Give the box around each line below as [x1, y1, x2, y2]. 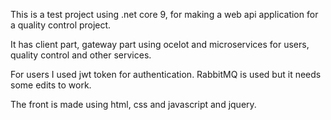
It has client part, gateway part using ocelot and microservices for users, [10, 39, 310, 50]
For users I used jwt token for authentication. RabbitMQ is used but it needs [10, 69, 322, 80]
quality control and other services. [10, 49, 152, 61]
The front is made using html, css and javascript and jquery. [10, 99, 257, 110]
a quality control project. [10, 19, 112, 31]
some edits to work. [10, 79, 92, 91]
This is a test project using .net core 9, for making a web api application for [10, 9, 319, 20]
